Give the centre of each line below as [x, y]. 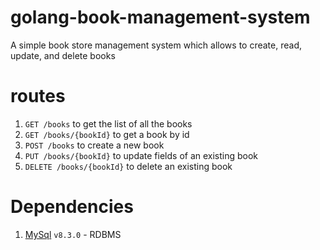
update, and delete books [63, 55]
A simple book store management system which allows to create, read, [156, 45]
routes [38, 96]
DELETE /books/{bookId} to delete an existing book [128, 166]
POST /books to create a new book [94, 145]
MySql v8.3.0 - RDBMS [73, 234]
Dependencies [72, 207]
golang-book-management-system [160, 17]
